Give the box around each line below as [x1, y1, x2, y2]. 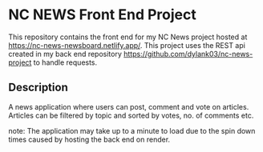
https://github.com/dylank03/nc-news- [123, 49, 253, 58]
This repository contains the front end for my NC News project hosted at [8, 32, 248, 42]
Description [8, 81, 68, 94]
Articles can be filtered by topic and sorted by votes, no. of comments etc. [8, 110, 254, 120]
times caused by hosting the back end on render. [8, 134, 171, 144]
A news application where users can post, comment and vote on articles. [8, 102, 249, 111]
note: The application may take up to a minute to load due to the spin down [8, 126, 256, 135]
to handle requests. [33, 58, 98, 67]
